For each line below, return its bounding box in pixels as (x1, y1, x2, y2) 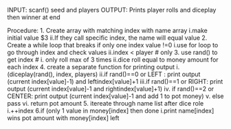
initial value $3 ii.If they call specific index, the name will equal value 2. (7, 34, 208, 42)
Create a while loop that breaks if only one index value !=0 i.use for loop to (7, 41, 219, 49)
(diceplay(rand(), (7, 70, 55, 78)
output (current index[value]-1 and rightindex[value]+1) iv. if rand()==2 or (7, 85, 214, 93)
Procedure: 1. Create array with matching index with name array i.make (7, 27, 208, 34)
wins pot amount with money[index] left (7, 114, 120, 122)
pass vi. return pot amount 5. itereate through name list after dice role (7, 99, 204, 107)
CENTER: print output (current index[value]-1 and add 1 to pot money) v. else (7, 92, 224, 100)
